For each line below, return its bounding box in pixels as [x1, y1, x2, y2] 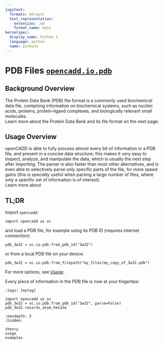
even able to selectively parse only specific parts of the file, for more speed [5, 167, 158, 172]
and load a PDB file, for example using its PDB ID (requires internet [5, 228, 140, 233]
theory [5, 327, 19, 332]
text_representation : [9, 16, 54, 21]
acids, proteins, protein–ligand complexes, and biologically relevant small [5, 108, 153, 114]
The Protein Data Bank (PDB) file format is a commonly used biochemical [5, 97, 153, 103]
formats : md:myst [9, 12, 45, 17]
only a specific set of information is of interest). [5, 177, 101, 183]
